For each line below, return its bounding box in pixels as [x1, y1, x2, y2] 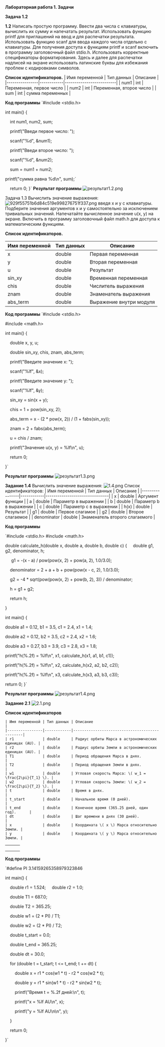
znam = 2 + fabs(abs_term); [9, 425, 66, 431]
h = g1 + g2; [9, 586, 34, 592]
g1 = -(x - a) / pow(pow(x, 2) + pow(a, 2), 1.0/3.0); [11, 558, 112, 563]
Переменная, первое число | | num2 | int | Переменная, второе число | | [5, 85, 157, 90]
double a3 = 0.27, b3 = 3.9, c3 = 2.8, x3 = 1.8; [5, 643, 97, 649]
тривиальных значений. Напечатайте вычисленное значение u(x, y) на [5, 211, 154, 216]
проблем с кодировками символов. [5, 65, 80, 71]
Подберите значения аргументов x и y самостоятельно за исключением [5, 206, 158, 211]
